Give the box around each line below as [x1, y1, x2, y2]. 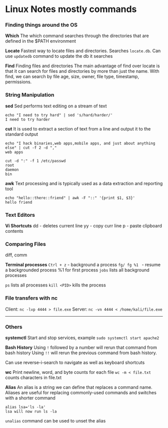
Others [5, 323, 22, 330]
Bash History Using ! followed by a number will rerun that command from [5, 344, 157, 350]
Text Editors [5, 211, 35, 218]
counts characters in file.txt [5, 374, 62, 380]
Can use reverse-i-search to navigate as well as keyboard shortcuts [5, 359, 145, 365]
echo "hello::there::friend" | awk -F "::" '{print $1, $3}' [5, 195, 135, 200]
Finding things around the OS [5, 22, 78, 29]
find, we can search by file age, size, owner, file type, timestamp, [5, 74, 139, 80]
